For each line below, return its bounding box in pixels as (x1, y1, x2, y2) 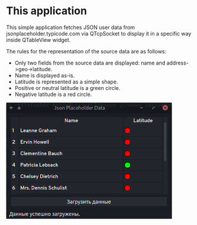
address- (166, 59, 189, 66)
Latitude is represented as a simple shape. (14, 78, 118, 85)
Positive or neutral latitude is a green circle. (14, 84, 121, 91)
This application (6, 4, 88, 18)
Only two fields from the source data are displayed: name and (14, 59, 166, 66)
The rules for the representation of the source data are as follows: (6, 47, 167, 54)
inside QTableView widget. (6, 36, 71, 43)
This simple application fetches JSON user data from (6, 24, 135, 31)
